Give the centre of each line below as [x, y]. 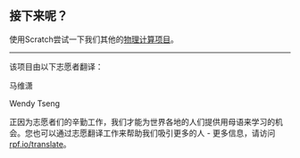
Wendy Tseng [35, 103]
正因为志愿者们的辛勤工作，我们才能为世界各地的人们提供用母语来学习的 [142, 121]
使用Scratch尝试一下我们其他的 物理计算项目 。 [94, 39]
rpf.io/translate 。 [40, 144]
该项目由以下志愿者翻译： [56, 66]
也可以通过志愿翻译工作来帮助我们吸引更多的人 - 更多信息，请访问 [154, 133]
